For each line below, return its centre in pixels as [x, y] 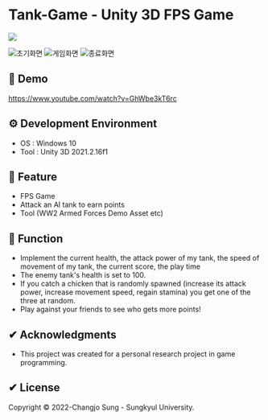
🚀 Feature [33, 177]
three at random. [48, 301]
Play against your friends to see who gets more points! [110, 309]
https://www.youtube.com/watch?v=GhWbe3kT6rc [93, 98]
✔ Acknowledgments [62, 334]
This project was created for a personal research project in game [128, 354]
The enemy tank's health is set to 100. [83, 275]
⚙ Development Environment [83, 124]
